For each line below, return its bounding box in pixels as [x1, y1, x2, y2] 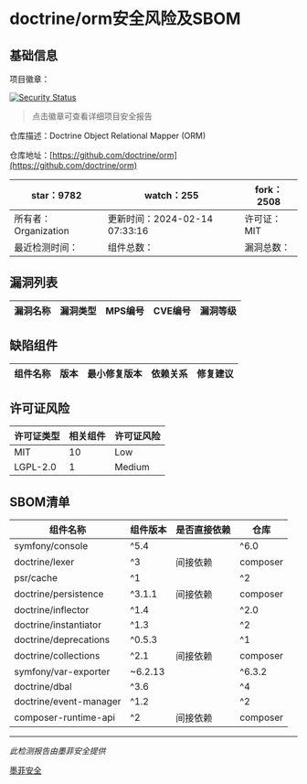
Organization [14, 225, 70, 237]
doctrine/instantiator [14, 618, 102, 631]
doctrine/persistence [14, 587, 104, 600]
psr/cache [14, 572, 58, 585]
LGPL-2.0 [14, 461, 57, 474]
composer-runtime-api [14, 711, 116, 724]
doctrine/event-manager [14, 695, 122, 708]
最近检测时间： [14, 242, 79, 253]
